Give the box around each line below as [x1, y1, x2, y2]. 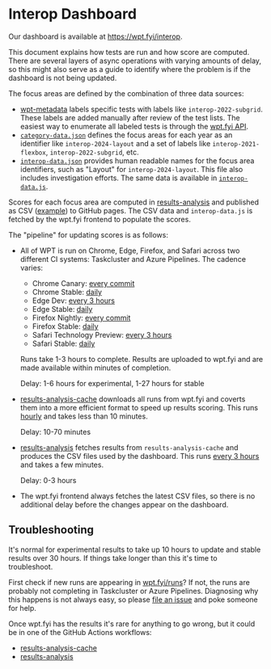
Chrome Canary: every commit [32, 278, 135, 288]
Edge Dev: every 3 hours [32, 296, 116, 305]
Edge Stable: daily [32, 304, 93, 313]
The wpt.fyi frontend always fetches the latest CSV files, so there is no [19, 490, 256, 501]
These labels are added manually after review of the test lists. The [19, 112, 240, 122]
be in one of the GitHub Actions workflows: [8, 627, 152, 637]
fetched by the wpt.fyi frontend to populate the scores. [8, 214, 192, 224]
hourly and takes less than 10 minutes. [19, 411, 148, 421]
